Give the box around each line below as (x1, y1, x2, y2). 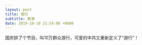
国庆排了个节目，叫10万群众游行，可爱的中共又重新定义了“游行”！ (5, 35, 139, 41)
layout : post (5, 7, 32, 12)
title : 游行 (5, 12, 28, 17)
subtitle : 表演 (5, 16, 35, 21)
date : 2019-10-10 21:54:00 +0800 (5, 21, 74, 26)
